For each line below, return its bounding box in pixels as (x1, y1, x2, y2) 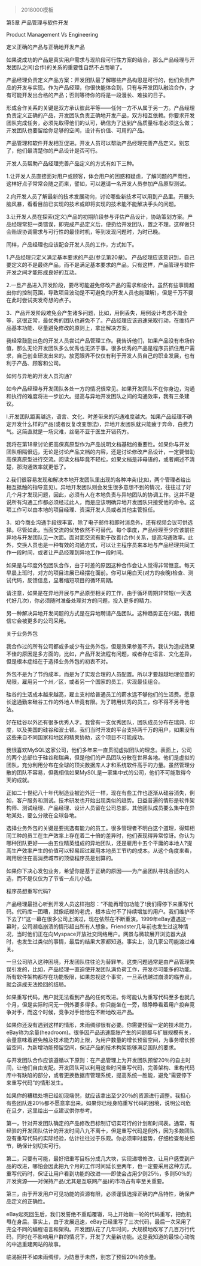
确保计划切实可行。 (16, 1142, 64, 1149)
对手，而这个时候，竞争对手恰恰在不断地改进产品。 (11, 1009, 138, 1016)
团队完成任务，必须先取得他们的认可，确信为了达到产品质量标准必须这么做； (6, 120, 195, 127)
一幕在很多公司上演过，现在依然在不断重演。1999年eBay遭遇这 (31, 916, 187, 923)
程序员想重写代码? (6, 887, 51, 895)
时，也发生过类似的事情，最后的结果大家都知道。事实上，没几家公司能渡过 (6, 938, 190, 945)
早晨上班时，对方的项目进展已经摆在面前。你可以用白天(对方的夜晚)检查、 (6, 569, 188, 576)
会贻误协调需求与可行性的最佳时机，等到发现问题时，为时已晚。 (6, 228, 163, 236)
